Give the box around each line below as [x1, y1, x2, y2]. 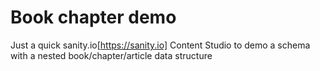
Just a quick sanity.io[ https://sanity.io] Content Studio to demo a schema [10, 39, 311, 51]
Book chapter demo [10, 6, 177, 29]
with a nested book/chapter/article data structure [10, 49, 213, 61]
